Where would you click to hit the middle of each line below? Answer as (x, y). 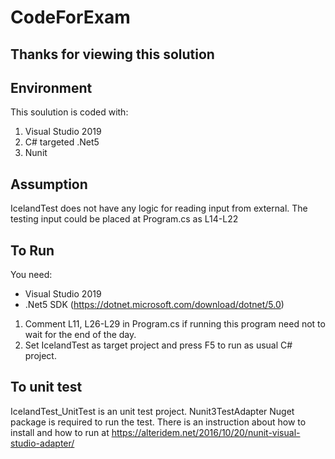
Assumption (49, 184)
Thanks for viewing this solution (112, 54)
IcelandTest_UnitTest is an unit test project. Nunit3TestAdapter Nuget (152, 411)
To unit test (46, 387)
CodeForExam (70, 17)
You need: (31, 275)
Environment (51, 87)
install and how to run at (60, 432)
